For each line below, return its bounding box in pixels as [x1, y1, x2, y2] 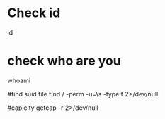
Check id [7, 5, 61, 21]
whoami [7, 76, 30, 84]
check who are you [7, 53, 122, 69]
